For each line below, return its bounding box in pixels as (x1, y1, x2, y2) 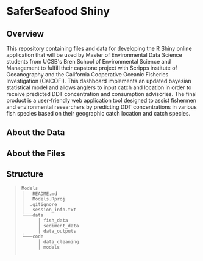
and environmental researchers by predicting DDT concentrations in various (6, 103, 197, 111)
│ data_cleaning (37, 238, 79, 245)
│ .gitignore (21, 201, 57, 207)
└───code (21, 233, 44, 240)
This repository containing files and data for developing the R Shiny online (6, 45, 192, 52)
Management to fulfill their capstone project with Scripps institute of (6, 64, 178, 72)
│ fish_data (37, 217, 68, 224)
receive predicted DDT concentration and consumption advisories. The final (6, 90, 197, 97)
